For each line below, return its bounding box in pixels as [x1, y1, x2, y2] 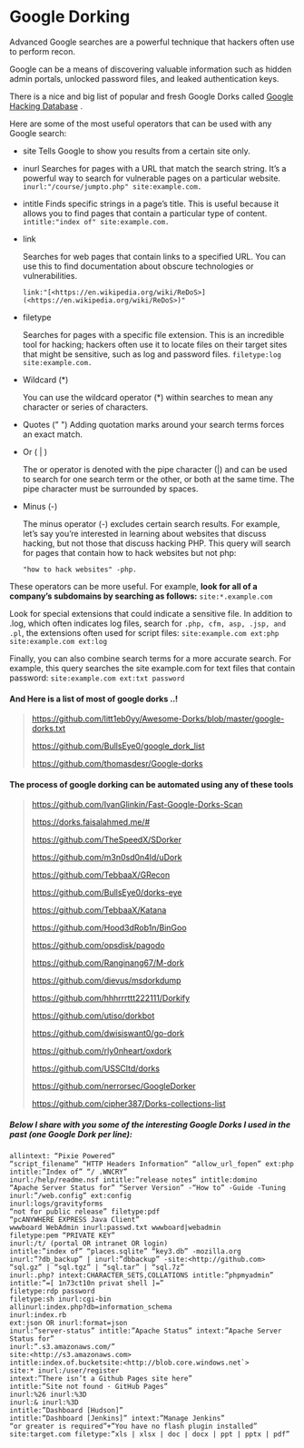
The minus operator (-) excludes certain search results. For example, [22, 518, 280, 529]
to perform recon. [9, 45, 75, 56]
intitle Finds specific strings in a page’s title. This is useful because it [22, 198, 279, 209]
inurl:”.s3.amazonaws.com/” [9, 1343, 116, 1352]
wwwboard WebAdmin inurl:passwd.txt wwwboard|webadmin [9, 1224, 221, 1233]
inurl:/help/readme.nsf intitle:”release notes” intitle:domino [9, 1175, 258, 1185]
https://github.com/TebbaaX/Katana [31, 905, 167, 916]
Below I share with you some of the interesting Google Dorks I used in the [9, 1119, 291, 1130]
